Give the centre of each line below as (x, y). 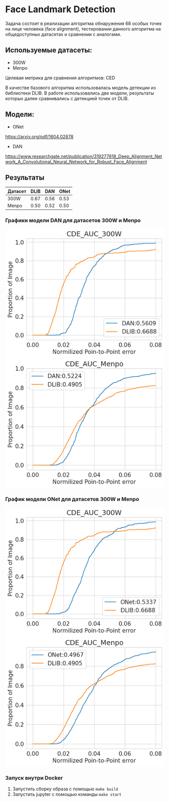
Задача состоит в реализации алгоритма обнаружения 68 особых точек (83, 23)
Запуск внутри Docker (34, 778)
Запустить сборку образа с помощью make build (65, 789)
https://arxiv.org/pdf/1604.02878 (39, 136)
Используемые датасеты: (49, 50)
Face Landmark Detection (60, 9)
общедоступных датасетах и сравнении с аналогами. (63, 34)
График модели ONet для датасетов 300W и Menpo (72, 499)
